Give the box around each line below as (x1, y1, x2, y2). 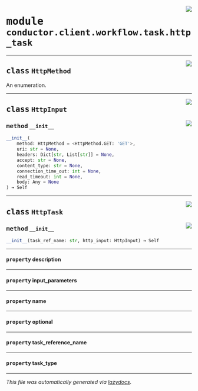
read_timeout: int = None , (16, 174, 83, 180)
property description (6, 256, 61, 263)
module (6, 15, 44, 28)
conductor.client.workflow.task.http (6, 27, 192, 38)
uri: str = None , (16, 146, 60, 152)
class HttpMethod (6, 66, 71, 76)
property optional (6, 318, 53, 325)
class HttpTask (6, 207, 64, 217)
